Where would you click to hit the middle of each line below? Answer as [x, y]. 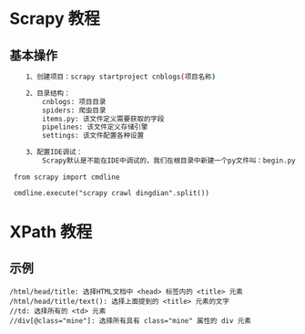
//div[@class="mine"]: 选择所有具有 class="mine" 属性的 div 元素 [131, 320]
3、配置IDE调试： [55, 152]
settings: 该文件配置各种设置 [93, 136]
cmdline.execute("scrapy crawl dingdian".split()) [111, 193]
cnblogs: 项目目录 [74, 101]
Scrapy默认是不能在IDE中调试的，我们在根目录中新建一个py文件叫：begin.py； [173, 161]
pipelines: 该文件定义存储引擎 [95, 127]
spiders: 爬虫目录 [74, 110]
